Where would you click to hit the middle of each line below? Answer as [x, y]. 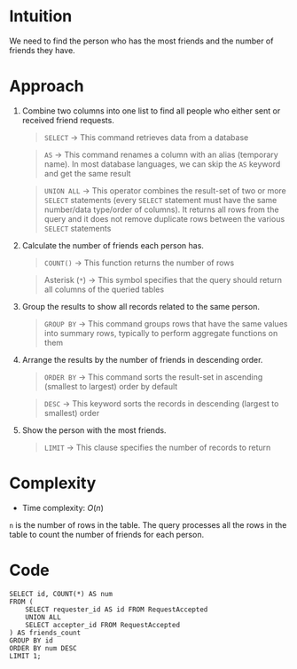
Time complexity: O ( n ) [63, 508]
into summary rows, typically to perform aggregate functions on [161, 333]
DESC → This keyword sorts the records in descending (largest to [161, 403]
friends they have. [42, 50]
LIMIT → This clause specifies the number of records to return [157, 447]
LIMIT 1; [25, 656]
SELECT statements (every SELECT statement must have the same [160, 200]
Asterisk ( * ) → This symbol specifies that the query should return [163, 279]
